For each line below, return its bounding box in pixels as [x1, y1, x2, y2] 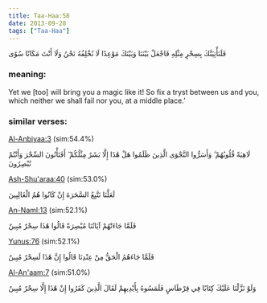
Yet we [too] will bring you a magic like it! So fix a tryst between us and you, [8, 87, 260, 96]
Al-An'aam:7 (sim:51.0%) [8, 267, 91, 277]
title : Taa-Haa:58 [8, 11, 70, 20]
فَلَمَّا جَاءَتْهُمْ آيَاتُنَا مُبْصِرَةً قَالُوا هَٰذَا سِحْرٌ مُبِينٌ [8, 220, 137, 230]
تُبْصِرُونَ [8, 158, 32, 168]
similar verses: [8, 116, 68, 127]
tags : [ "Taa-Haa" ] [8, 27, 70, 35]
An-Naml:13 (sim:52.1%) [8, 205, 88, 215]
